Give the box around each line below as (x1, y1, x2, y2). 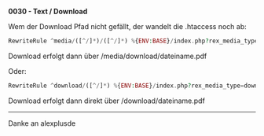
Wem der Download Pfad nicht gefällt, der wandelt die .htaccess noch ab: (8, 22, 247, 31)
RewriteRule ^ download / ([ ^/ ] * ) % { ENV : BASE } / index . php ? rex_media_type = (8, 82, 244, 90)
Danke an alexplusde (8, 118, 76, 128)
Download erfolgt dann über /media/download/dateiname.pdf (8, 51, 207, 61)
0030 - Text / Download (8, 7, 88, 16)
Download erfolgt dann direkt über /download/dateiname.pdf (8, 96, 206, 105)
